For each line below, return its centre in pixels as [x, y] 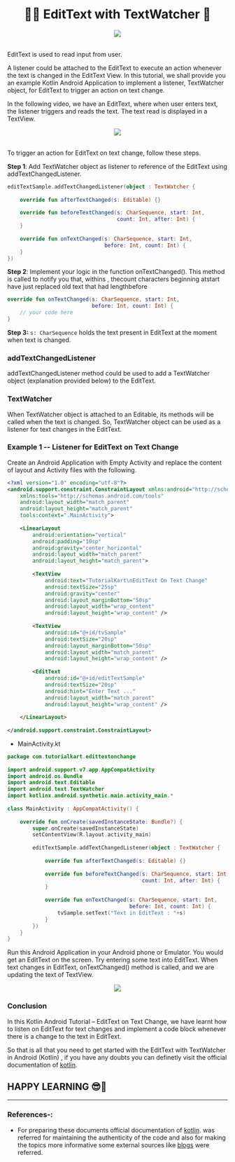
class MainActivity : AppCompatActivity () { [73, 809]
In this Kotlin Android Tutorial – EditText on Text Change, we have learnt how [117, 1021]
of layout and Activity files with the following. [72, 470]
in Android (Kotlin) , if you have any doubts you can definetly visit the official [117, 1057]
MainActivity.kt [39, 744]
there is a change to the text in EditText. [64, 1036]
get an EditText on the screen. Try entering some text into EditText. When [113, 960]
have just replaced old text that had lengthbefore [78, 287]
